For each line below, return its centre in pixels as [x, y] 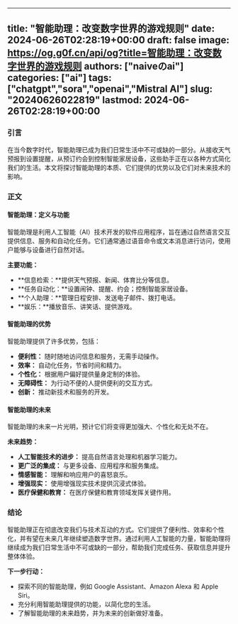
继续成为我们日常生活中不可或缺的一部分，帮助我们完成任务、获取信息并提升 [119, 547]
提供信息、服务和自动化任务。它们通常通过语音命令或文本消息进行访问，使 [116, 241]
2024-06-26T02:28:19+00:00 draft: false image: [119, 40]
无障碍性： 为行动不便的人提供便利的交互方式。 [87, 383]
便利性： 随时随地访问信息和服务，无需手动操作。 [90, 357]
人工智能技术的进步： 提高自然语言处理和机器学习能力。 [99, 457]
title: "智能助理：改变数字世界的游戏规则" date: [111, 29]
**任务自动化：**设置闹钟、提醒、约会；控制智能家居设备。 [104, 289]
